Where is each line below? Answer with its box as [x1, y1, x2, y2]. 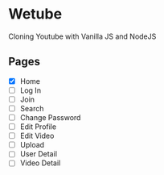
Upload [19, 140, 45, 150]
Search [19, 103, 44, 113]
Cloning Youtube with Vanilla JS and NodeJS [8, 31, 157, 41]
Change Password [19, 113, 81, 122]
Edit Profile [19, 122, 57, 131]
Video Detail [19, 158, 61, 168]
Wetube [8, 5, 63, 23]
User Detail [19, 149, 58, 159]
